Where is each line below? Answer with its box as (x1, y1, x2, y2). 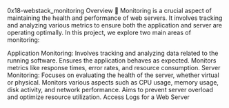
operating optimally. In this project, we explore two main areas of (7, 28, 192, 36)
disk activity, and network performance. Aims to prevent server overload (7, 86, 214, 94)
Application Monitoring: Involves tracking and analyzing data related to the (7, 49, 219, 57)
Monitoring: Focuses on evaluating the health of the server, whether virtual (7, 71, 219, 79)
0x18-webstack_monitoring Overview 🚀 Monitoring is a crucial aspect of (7, 7, 212, 14)
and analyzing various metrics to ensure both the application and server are (7, 21, 223, 29)
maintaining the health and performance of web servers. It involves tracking (7, 14, 223, 22)
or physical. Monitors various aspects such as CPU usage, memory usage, (7, 78, 219, 86)
